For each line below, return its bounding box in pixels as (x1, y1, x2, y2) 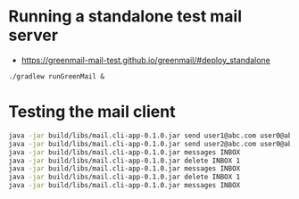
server (8, 25, 59, 46)
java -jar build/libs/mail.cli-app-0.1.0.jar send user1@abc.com (8, 131, 256, 140)
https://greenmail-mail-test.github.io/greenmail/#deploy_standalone (21, 54, 271, 65)
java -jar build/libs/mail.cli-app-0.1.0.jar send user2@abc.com (8, 139, 256, 148)
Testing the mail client (8, 102, 176, 122)
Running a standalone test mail (8, 6, 243, 27)
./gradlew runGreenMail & (8, 71, 104, 81)
